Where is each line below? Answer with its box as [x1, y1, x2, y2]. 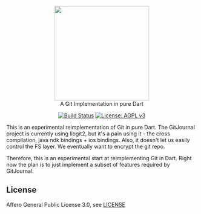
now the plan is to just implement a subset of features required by [6, 161, 171, 168]
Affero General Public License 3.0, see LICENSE [6, 201, 126, 208]
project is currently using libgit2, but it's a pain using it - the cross [6, 130, 171, 137]
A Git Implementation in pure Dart [60, 100, 143, 107]
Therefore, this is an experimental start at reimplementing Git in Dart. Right [6, 155, 192, 161]
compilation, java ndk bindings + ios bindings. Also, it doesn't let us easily [6, 137, 190, 143]
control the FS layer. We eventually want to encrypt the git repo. [6, 143, 165, 150]
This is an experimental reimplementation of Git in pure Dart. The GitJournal [6, 124, 196, 131]
